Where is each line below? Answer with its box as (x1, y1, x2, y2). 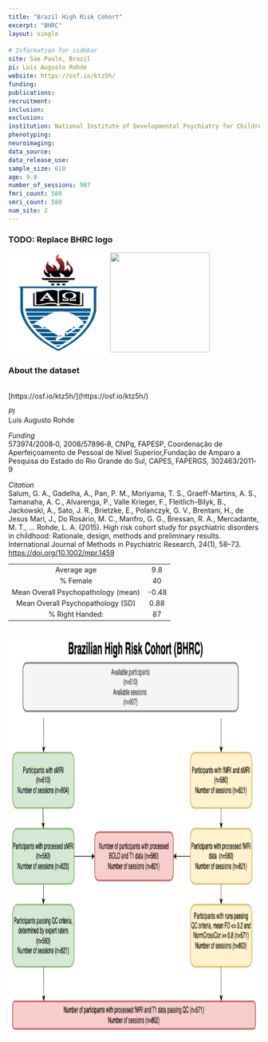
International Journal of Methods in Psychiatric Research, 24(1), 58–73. (8, 540, 242, 549)
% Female (59, 576, 93, 586)
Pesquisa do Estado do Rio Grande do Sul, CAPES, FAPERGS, (8, 456, 210, 466)
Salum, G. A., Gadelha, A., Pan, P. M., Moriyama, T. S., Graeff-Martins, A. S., (8, 489, 258, 498)
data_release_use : (8, 156, 69, 164)
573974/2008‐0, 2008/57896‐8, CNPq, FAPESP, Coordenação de (8, 439, 223, 449)
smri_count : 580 (8, 198, 62, 207)
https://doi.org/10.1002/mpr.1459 (8, 548, 115, 558)
